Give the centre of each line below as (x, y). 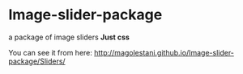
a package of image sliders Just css (69, 37)
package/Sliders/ (37, 61)
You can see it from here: (51, 52)
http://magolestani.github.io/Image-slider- (164, 52)
